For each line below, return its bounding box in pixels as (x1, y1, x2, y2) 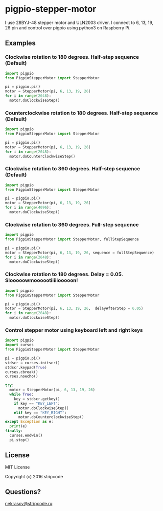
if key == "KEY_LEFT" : (14, 401, 60, 406)
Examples (5, 39, 36, 47)
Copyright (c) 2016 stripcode (5, 473, 63, 479)
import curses (5, 343, 34, 348)
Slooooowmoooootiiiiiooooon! (5, 277, 78, 284)
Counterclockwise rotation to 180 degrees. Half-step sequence (5, 109, 158, 116)
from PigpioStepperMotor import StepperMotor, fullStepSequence (5, 237, 139, 242)
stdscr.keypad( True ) (5, 365, 47, 370)
